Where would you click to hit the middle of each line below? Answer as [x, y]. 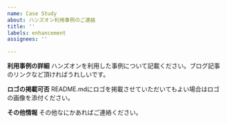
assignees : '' [28, 39]
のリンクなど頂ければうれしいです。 [58, 75]
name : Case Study [32, 13]
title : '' [21, 26]
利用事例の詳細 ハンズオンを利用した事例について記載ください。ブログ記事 [114, 66]
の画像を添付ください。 [40, 98]
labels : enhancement [37, 33]
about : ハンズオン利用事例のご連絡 [51, 20]
